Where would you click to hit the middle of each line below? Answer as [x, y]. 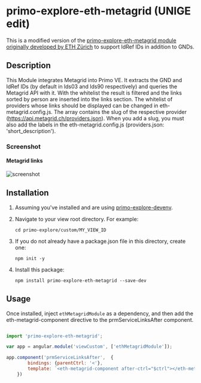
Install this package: [39, 269]
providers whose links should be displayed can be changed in [82, 105]
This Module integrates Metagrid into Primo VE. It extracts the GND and [94, 80]
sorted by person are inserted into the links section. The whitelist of [89, 99]
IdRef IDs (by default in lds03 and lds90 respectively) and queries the [92, 86]
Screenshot [23, 146]
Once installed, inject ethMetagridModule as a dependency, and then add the [100, 313]
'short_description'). [31, 131]
